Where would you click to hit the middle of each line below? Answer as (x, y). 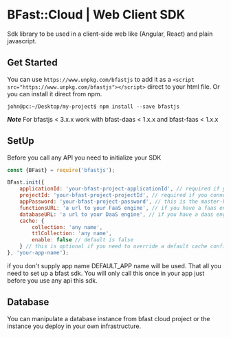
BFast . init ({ (26, 182)
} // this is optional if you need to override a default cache (113, 247)
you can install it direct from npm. (55, 94)
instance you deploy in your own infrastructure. (74, 326)
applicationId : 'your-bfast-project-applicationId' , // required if (120, 189)
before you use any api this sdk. (52, 280)
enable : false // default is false (83, 240)
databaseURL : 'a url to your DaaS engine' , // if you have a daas (117, 214)
